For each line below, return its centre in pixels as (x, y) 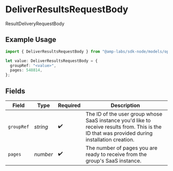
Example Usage (31, 40)
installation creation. (110, 139)
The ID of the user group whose (124, 114)
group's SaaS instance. (114, 161)
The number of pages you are (122, 148)
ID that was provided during (119, 133)
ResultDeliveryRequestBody (35, 24)
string (41, 126)
